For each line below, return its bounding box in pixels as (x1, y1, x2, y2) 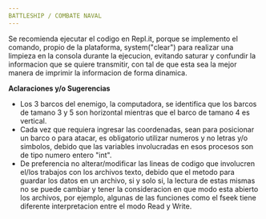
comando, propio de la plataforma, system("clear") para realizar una (8, 42, 234, 52)
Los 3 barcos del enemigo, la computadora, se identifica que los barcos (19, 99, 257, 108)
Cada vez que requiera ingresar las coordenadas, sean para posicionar (19, 124, 255, 134)
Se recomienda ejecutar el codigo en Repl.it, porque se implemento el (8, 34, 239, 43)
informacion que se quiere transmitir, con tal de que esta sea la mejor (8, 59, 237, 69)
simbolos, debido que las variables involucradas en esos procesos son (19, 141, 254, 151)
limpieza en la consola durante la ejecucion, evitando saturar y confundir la (8, 51, 256, 60)
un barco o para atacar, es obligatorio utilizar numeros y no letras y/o (19, 133, 248, 143)
